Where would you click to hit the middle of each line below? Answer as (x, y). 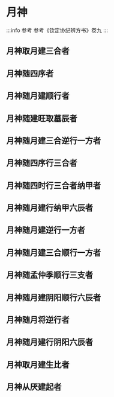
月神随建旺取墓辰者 (42, 118)
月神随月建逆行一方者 (46, 230)
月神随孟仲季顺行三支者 (49, 275)
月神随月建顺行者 (38, 96)
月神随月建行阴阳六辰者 (49, 342)
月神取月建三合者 (38, 51)
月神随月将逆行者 (38, 320)
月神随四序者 (30, 73)
